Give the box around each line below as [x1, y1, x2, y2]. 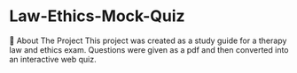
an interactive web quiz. [9, 54, 98, 64]
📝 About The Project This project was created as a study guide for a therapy [9, 35, 287, 46]
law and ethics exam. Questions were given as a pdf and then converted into [9, 44, 289, 55]
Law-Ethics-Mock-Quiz [9, 6, 185, 26]
